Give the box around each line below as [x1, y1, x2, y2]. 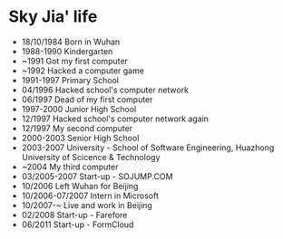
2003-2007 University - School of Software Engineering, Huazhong [21, 142, 275, 153]
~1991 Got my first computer [21, 55, 129, 66]
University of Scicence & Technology [21, 151, 161, 162]
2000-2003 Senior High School [21, 132, 140, 143]
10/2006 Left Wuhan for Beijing [21, 180, 139, 191]
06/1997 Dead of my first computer [21, 93, 153, 105]
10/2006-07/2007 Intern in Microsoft [21, 190, 160, 201]
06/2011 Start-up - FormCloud [21, 219, 134, 230]
